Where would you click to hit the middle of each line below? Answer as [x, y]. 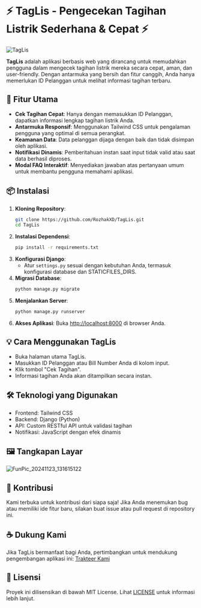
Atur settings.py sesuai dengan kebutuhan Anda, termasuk [97, 266]
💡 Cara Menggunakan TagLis [61, 342]
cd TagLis [27, 225]
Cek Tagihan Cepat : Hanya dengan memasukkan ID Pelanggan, [94, 114]
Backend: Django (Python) [47, 419]
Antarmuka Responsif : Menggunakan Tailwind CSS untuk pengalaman [103, 127]
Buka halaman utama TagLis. [50, 356]
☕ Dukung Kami [36, 535]
